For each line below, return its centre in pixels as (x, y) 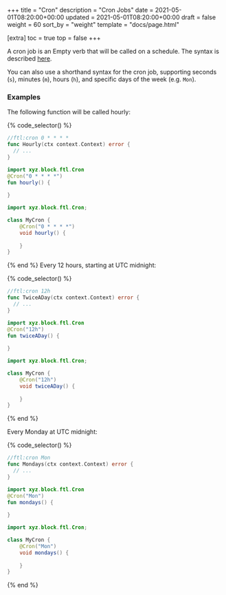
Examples (24, 97)
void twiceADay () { (47, 386)
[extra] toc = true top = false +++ (54, 38)
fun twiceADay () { (33, 336)
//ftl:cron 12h (29, 291)
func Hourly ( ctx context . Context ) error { (69, 145)
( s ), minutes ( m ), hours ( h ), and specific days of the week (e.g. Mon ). (102, 79)
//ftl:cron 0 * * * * (38, 138)
